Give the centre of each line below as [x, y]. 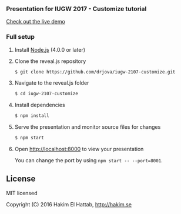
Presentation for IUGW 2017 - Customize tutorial [76, 9]
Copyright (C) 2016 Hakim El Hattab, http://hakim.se [69, 204]
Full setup [21, 37]
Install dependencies [40, 105]
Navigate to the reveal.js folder [52, 83]
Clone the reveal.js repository [50, 61]
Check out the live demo [36, 22]
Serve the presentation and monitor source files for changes [88, 127]
